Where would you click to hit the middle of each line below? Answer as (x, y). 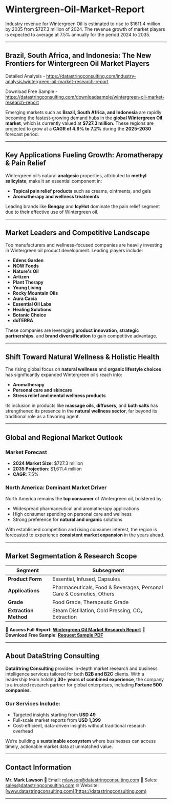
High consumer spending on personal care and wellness (72, 514)
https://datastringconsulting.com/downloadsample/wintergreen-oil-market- (85, 97)
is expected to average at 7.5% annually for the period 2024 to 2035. (78, 34)
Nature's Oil (26, 271)
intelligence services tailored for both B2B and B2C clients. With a (75, 674)
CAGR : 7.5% (26, 474)
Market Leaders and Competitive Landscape (78, 232)
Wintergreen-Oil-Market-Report (75, 10)
